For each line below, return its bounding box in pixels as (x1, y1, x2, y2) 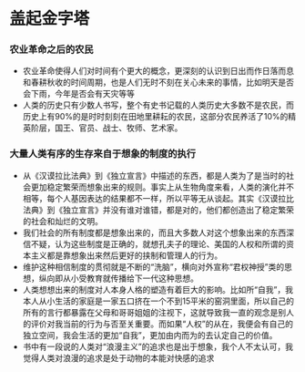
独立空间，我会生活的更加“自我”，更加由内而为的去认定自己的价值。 (22, 329, 278, 340)
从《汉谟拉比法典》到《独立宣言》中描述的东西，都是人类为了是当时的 (22, 170, 287, 181)
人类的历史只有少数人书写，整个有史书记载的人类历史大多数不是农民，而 (22, 99, 294, 110)
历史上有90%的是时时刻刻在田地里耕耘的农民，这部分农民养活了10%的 (22, 111, 289, 122)
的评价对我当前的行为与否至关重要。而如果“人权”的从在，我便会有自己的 (22, 318, 294, 329)
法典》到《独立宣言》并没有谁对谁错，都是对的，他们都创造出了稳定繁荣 (22, 204, 294, 215)
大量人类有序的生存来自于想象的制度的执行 (9, 148, 197, 160)
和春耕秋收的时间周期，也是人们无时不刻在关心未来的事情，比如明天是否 (22, 77, 294, 88)
